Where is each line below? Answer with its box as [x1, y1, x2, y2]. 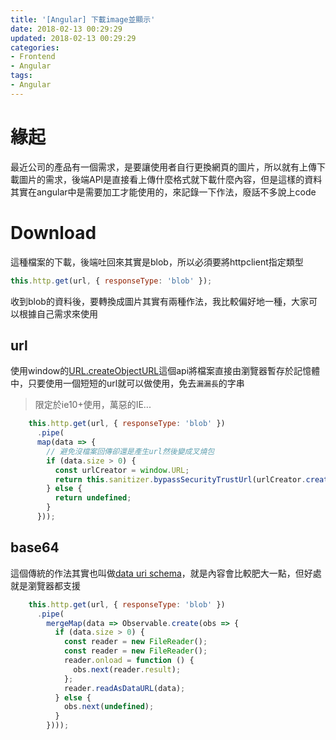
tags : [10, 71, 33, 81]
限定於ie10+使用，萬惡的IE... [34, 399, 152, 411]
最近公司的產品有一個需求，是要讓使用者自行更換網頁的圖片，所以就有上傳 [10, 161, 317, 173]
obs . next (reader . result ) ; [73, 664, 182, 675]
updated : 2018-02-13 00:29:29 [10, 33, 137, 43]
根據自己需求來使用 [18, 307, 98, 320]
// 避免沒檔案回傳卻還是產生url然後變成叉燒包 [46, 446, 215, 456]
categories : [10, 42, 60, 53]
